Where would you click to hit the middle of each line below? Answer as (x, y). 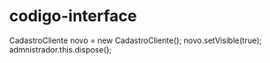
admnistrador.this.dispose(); (61, 49)
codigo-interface (73, 16)
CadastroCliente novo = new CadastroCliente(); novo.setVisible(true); (136, 40)
